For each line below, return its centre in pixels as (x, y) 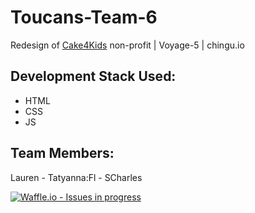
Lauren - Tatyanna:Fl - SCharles (76, 177)
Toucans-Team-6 (84, 17)
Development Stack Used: (93, 76)
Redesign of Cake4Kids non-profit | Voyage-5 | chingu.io (127, 45)
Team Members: (62, 153)
